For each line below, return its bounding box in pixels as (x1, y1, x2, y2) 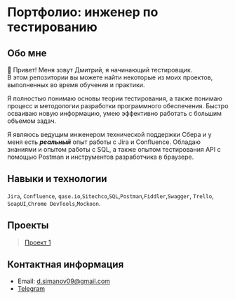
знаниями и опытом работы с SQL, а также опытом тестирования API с (7, 145, 221, 153)
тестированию (7, 19, 98, 35)
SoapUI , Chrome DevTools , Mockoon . (7, 199, 101, 207)
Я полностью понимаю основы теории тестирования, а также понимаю (7, 94, 223, 103)
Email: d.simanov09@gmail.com (17, 277, 111, 285)
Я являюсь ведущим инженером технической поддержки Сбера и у (7, 131, 212, 138)
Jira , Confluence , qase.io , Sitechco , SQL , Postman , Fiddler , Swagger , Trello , (7, 191, 214, 200)
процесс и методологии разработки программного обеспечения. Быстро (7, 102, 229, 110)
